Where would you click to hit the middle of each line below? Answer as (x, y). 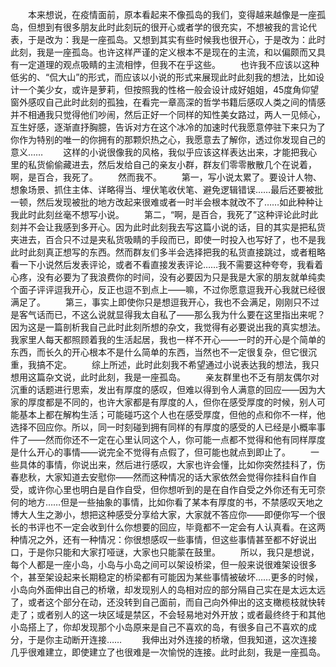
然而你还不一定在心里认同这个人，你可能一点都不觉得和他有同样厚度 (185, 439)
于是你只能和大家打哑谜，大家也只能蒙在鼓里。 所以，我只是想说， (173, 552)
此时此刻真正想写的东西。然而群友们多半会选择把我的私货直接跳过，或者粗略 (168, 252)
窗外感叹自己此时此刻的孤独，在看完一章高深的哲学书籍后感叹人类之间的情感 (168, 102)
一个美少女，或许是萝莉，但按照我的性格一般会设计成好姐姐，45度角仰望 (169, 89)
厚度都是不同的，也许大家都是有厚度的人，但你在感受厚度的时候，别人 (172, 402)
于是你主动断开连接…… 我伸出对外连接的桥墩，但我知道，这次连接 (172, 639)
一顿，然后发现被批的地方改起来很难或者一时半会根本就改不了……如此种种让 (167, 202)
